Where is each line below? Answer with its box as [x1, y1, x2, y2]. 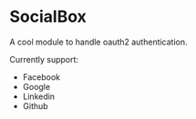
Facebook [22, 71, 61, 83]
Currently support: [9, 54, 79, 64]
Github [22, 100, 48, 111]
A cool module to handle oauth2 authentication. [9, 36, 189, 47]
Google [22, 81, 51, 92]
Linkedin [22, 91, 56, 102]
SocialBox [9, 6, 87, 27]
